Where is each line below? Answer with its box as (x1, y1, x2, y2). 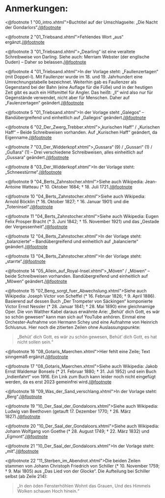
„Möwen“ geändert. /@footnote (5, 278, 67, 284)
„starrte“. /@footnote (5, 258, 46, 264)
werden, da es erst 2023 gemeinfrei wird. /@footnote (5, 379, 112, 385)
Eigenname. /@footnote (5, 134, 52, 140)
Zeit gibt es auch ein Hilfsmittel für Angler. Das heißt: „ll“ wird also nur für (5, 89, 153, 95)
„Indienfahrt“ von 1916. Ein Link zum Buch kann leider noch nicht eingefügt (5, 373, 156, 379)
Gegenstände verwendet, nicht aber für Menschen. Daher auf (5, 94, 130, 101)
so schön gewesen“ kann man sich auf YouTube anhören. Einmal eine (5, 314, 146, 319)
